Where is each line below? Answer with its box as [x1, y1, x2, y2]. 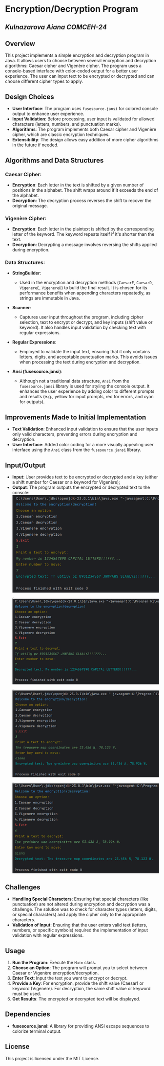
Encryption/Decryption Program [5, 3, 138, 15]
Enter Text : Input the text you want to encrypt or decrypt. [12, 975, 128, 981]
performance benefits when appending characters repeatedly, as [19, 290, 151, 296]
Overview [5, 39, 36, 47]
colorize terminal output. [12, 1028, 62, 1034]
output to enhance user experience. [12, 111, 84, 117]
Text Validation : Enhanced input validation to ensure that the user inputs [12, 426, 159, 432]
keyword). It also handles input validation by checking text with [19, 324, 146, 331]
